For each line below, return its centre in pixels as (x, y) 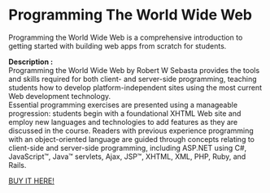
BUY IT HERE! (32, 181)
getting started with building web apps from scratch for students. (118, 45)
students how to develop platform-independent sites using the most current (135, 88)
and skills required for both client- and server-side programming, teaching (133, 79)
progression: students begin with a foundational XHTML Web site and (125, 113)
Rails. (17, 165)
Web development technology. (60, 96)
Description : (31, 62)
